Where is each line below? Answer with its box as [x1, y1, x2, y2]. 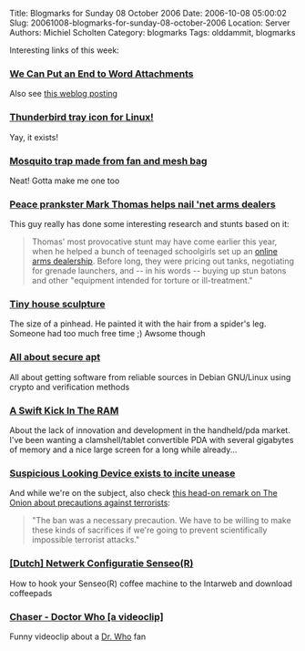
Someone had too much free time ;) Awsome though [9, 328, 206, 339]
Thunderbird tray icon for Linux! [9, 111, 154, 124]
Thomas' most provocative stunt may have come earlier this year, [31, 236, 278, 247]
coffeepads [9, 587, 53, 598]
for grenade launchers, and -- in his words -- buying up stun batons [31, 265, 287, 276]
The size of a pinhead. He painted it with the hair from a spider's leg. [9, 318, 267, 329]
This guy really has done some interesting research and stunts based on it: [9, 219, 290, 230]
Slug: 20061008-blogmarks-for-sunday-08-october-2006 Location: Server [9, 17, 290, 28]
